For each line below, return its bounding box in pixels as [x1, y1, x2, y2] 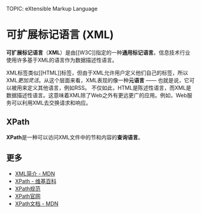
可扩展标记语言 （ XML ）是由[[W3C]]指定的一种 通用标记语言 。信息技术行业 [6, 49, 191, 56]
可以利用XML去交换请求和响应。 [11, 99, 92, 106]
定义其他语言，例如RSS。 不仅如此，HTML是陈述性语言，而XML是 [26, 84, 192, 91]
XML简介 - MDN [14, 170, 55, 177]
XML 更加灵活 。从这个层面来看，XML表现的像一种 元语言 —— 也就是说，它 [6, 76, 190, 83]
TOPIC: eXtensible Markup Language [6, 5, 98, 12]
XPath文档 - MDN [14, 200, 59, 207]
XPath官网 [14, 192, 41, 200]
